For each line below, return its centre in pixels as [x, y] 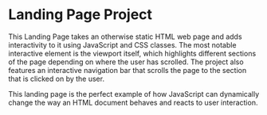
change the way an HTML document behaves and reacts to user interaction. [133, 102]
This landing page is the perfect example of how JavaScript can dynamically [134, 94]
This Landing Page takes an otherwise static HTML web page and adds [125, 36]
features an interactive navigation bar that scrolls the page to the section [128, 70]
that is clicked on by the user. [57, 79]
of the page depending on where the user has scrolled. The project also [126, 62]
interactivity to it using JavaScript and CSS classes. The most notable [122, 44]
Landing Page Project [80, 15]
